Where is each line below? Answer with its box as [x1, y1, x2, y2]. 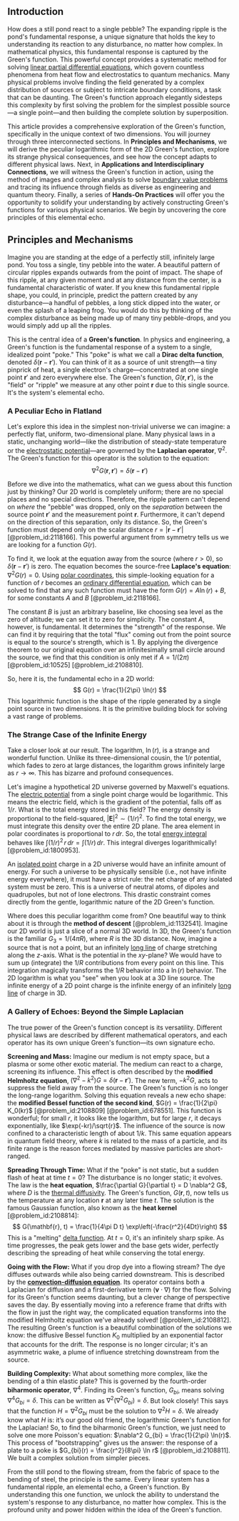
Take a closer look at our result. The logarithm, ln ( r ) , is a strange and [7, 746, 210, 754]
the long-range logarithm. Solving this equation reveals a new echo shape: [7, 1091, 227, 1099]
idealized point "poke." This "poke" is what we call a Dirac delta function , [7, 350, 224, 359]
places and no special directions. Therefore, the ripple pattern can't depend [7, 495, 230, 504]
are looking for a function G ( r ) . [7, 541, 97, 549]
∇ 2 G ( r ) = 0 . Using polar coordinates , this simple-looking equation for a [7, 569, 215, 579]
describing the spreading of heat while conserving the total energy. [7, 1249, 205, 1257]
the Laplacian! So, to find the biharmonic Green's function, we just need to [7, 1423, 226, 1432]
